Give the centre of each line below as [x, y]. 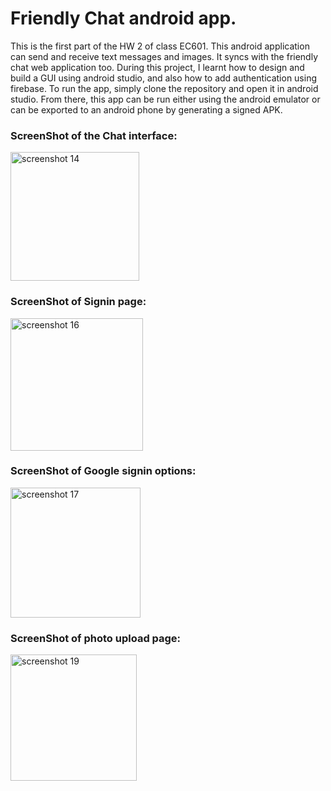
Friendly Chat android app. [123, 18]
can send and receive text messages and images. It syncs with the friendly [164, 56]
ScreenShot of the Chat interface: [94, 135]
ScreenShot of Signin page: [78, 302]
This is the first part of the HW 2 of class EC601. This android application [160, 46]
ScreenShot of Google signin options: [103, 471]
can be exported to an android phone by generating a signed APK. [146, 109]
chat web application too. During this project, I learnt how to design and [157, 67]
